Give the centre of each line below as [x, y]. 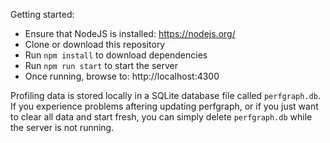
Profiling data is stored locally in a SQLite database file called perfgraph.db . [165, 95]
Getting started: [42, 14]
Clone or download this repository [95, 44]
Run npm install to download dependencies [116, 55]
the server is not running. [62, 127]
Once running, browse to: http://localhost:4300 [122, 76]
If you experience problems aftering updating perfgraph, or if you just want [164, 106]
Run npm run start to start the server [101, 65]
